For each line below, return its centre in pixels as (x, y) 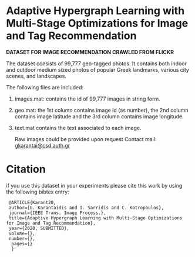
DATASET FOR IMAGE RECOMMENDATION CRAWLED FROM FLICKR (90, 52)
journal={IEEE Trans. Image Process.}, (58, 213)
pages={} (22, 243)
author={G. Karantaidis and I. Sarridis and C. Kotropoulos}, (86, 208)
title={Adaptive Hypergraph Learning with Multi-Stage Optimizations (95, 218)
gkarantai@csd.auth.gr (42, 145)
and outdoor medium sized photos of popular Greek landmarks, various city (98, 69)
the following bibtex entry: (38, 192)
